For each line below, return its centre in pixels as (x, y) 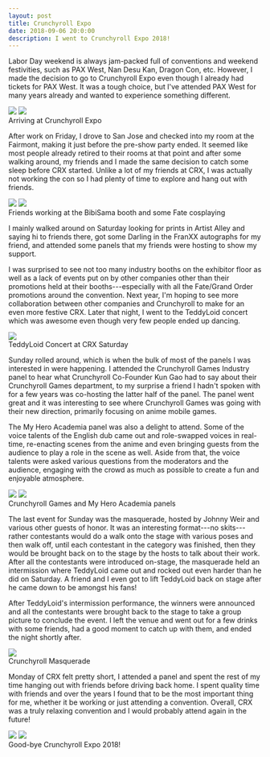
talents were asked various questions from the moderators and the (119, 461)
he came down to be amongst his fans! (73, 588)
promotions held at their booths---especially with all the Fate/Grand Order (131, 287)
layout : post (30, 16)
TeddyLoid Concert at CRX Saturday (68, 345)
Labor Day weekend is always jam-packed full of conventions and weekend (133, 61)
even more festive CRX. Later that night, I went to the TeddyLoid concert (128, 312)
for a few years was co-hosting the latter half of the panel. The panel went (131, 395)
